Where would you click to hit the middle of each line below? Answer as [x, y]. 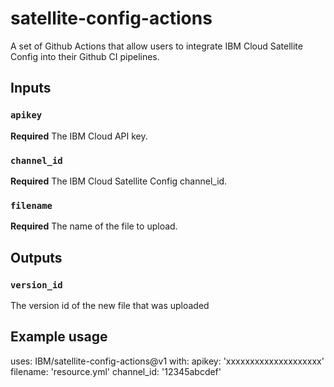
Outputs [36, 257]
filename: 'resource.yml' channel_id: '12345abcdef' [116, 371]
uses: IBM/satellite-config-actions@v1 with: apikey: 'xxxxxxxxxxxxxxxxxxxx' [167, 361]
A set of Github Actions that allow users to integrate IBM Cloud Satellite [156, 46]
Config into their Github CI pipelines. [85, 56]
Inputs [31, 88]
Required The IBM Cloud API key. [79, 136]
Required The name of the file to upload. [94, 226]
